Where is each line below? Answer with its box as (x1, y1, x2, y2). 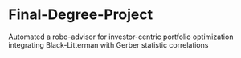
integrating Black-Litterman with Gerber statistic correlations (8, 40, 209, 49)
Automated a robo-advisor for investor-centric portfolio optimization (8, 32, 234, 41)
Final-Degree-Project (8, 6, 153, 24)
